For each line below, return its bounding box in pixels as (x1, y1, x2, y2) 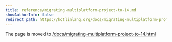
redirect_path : (5, 17, 38, 22)
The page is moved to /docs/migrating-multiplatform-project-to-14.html (5, 31, 156, 37)
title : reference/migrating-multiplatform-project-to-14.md (5, 7, 137, 13)
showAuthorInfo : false (5, 12, 54, 17)
